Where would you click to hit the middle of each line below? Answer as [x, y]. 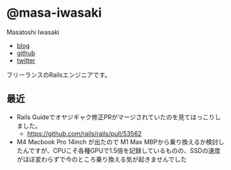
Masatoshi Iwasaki [33, 32]
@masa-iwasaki [54, 13]
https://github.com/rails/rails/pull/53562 [84, 133]
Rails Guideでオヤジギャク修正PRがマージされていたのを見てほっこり [115, 117]
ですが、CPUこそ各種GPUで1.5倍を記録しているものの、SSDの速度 [125, 150]
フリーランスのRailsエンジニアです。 [59, 75]
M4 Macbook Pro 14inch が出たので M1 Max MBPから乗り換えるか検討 [117, 141]
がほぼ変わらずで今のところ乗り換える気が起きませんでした [102, 159]
